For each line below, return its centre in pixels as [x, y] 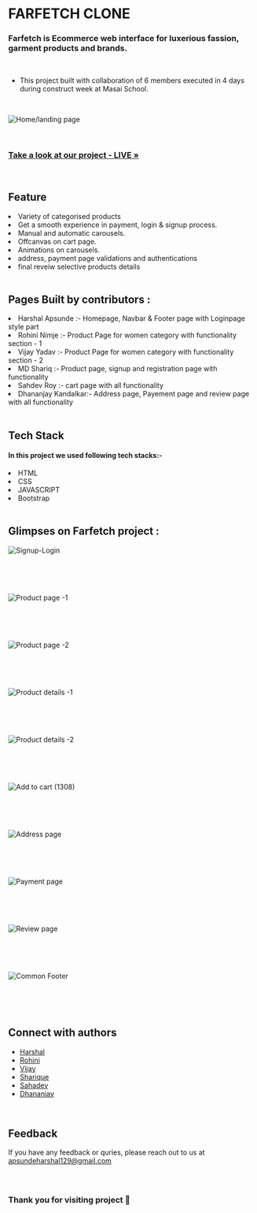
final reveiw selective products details [79, 266]
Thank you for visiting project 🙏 [70, 1200]
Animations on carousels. [59, 250]
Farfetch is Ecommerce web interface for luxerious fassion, [124, 39]
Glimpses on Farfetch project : [84, 532]
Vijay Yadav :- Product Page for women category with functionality [126, 352]
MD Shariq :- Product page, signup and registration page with [118, 369]
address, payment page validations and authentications [108, 258]
